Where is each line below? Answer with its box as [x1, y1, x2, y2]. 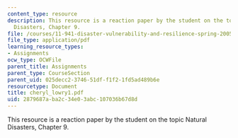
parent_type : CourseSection [7, 69, 91, 76]
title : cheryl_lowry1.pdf [7, 89, 84, 96]
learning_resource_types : [7, 43, 84, 50]
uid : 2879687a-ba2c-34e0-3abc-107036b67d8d [7, 96, 138, 103]
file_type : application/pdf [7, 37, 91, 44]
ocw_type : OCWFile [7, 57, 62, 64]
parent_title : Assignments [7, 63, 87, 70]
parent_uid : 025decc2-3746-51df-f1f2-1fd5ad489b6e [7, 76, 160, 84]
